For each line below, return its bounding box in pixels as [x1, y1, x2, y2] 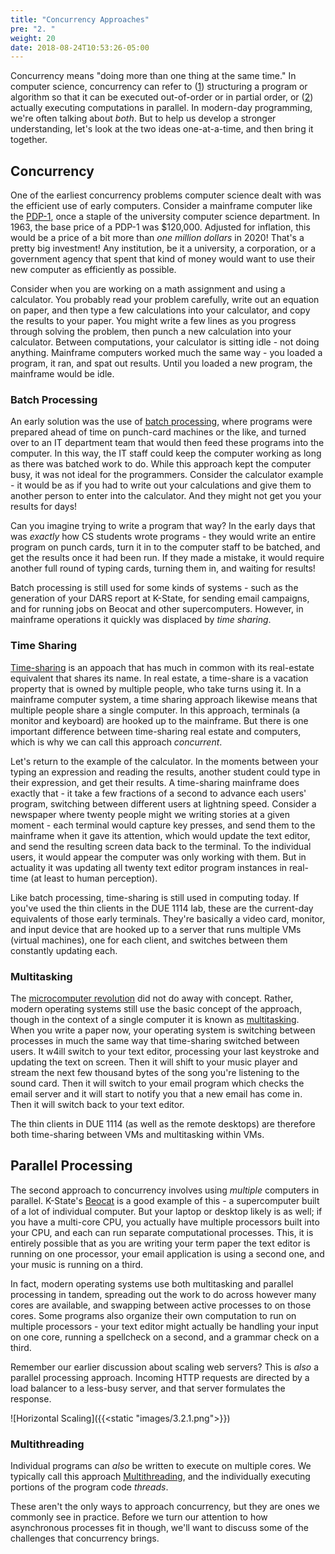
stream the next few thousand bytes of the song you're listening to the [10, 1066, 300, 1078]
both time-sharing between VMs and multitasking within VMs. [10, 1128, 265, 1140]
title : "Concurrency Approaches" [10, 14, 150, 25]
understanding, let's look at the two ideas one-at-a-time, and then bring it [10, 123, 314, 135]
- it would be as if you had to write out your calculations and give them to [10, 479, 312, 491]
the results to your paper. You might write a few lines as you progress [10, 315, 297, 327]
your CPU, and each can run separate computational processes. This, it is [10, 1226, 314, 1238]
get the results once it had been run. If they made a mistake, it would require [10, 552, 325, 564]
